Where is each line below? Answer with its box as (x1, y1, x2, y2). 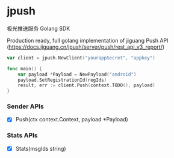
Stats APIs (7, 131, 38, 139)
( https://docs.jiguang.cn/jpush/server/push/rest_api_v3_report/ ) (7, 43, 165, 50)
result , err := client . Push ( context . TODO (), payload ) (17, 82, 155, 88)
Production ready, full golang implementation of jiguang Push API (7, 37, 169, 44)
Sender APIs (7, 102, 44, 111)
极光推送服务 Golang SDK (7, 25, 70, 32)
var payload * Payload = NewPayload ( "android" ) (17, 71, 137, 77)
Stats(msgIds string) (15, 145, 66, 152)
